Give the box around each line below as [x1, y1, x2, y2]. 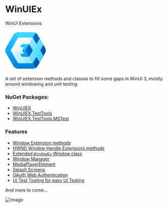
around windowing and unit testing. [5, 81, 79, 87]
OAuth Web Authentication [12, 172, 68, 178]
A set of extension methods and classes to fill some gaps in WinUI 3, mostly [5, 76, 163, 82]
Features [5, 128, 28, 135]
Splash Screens [12, 166, 45, 172]
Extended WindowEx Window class [12, 150, 82, 157]
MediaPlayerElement [12, 161, 55, 167]
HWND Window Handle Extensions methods [12, 145, 105, 151]
